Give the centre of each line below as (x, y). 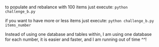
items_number (18, 25)
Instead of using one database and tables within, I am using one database (79, 34)
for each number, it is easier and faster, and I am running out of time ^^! (76, 39)
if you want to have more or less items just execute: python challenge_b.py (79, 21)
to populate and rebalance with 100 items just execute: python (66, 7)
